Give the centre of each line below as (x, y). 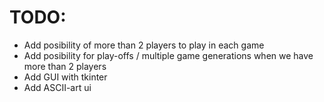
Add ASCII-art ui (57, 87)
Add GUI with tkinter (65, 77)
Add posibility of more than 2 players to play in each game (144, 45)
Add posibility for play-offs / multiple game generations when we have (168, 55)
